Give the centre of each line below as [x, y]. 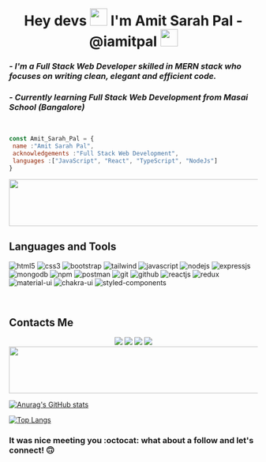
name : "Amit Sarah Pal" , [53, 146]
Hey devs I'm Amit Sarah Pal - [133, 21]
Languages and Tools [63, 247]
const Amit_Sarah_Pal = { [51, 139]
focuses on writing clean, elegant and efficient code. [113, 77]
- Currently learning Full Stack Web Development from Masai [129, 97]
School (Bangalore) [47, 107]
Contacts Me [41, 323]
